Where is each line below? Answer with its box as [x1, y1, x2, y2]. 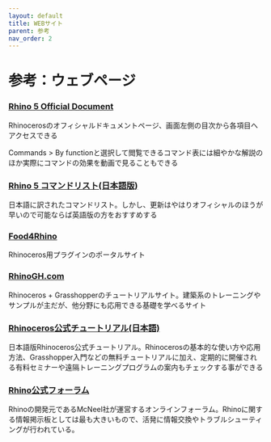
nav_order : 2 [8, 34, 53, 43]
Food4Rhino [8, 230, 58, 242]
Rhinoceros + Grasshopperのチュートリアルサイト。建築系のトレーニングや [8, 290, 261, 300]
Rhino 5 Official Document [8, 101, 114, 112]
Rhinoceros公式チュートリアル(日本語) [8, 322, 160, 334]
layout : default [8, 11, 63, 20]
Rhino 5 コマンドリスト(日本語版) [8, 179, 138, 191]
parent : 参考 [8, 27, 50, 35]
